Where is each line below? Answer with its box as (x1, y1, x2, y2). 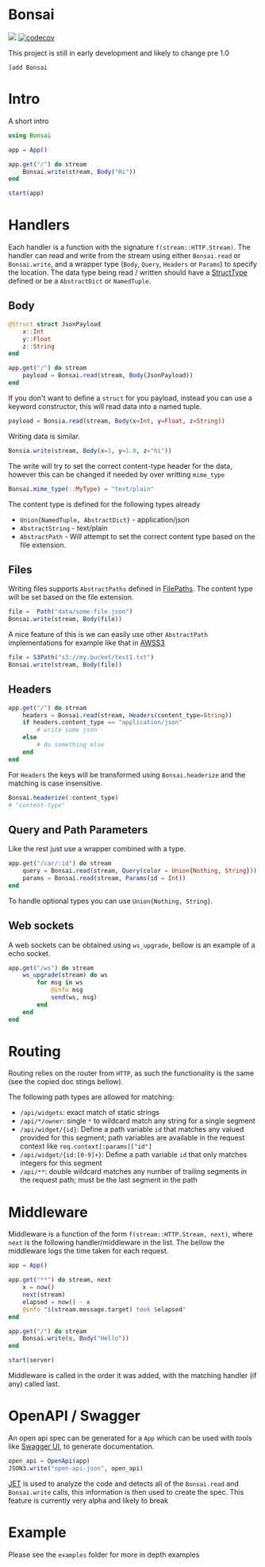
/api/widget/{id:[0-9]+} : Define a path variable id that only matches (19, 1150, 248, 1160)
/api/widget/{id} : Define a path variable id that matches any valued (19, 1125, 244, 1134)
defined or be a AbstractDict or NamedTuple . (8, 276, 152, 286)
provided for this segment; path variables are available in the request (19, 1133, 245, 1143)
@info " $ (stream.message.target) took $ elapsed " (22, 1305, 186, 1314)
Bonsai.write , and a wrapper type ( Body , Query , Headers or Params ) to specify (8, 260, 258, 269)
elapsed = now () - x (22, 1298, 90, 1306)
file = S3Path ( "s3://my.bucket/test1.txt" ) (8, 654, 155, 662)
